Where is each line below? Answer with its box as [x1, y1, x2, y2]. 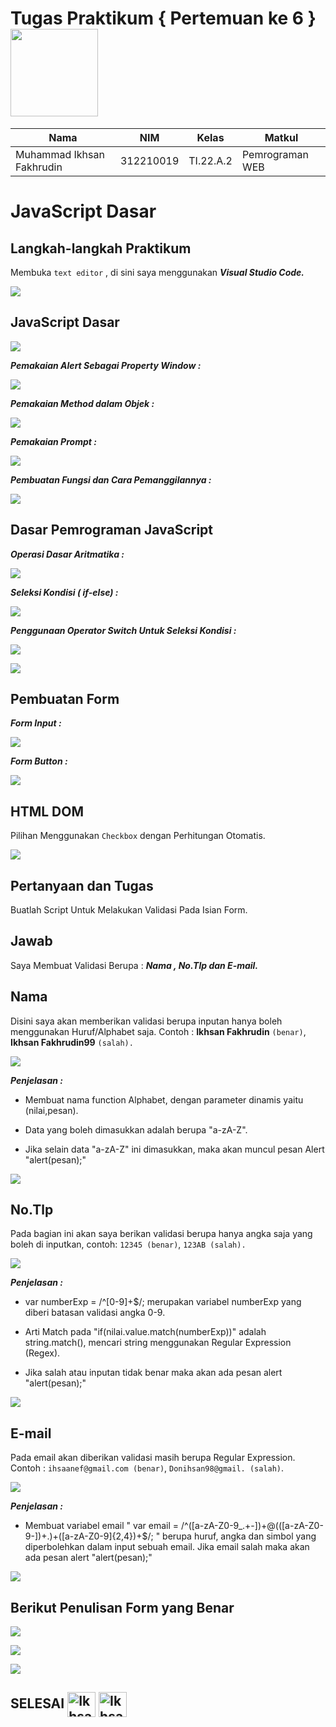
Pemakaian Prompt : [10, 435, 97, 447]
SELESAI [10, 1695, 65, 1712]
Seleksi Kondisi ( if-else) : [10, 586, 119, 598]
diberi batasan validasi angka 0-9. [24, 1307, 166, 1319]
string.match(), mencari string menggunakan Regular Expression [24, 1337, 292, 1349]
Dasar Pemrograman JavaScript [10, 522, 214, 539]
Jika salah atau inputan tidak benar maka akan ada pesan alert [24, 1367, 283, 1379]
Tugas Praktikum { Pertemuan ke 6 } [10, 7, 317, 30]
